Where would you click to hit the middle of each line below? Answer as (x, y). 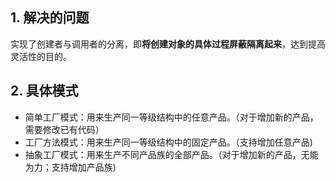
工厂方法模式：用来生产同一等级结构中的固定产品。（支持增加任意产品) (168, 142)
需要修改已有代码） (64, 129)
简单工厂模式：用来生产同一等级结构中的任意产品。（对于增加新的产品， (171, 117)
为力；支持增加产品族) (70, 167)
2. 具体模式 (44, 91)
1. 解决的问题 (50, 18)
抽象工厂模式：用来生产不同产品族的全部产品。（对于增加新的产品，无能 (171, 154)
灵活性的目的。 (41, 56)
